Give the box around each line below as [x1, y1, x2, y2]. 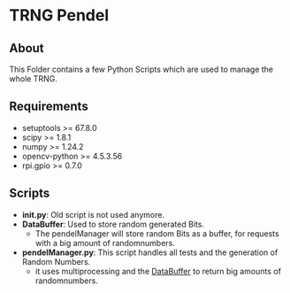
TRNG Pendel [9, 5, 110, 26]
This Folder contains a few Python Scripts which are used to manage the [9, 64, 274, 74]
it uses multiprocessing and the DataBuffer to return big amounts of [34, 266, 281, 276]
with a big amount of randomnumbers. [34, 237, 175, 248]
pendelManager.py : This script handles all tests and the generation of [21, 247, 279, 258]
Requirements [9, 99, 88, 114]
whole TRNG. [9, 73, 57, 84]
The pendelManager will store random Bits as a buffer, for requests [34, 227, 280, 239]
